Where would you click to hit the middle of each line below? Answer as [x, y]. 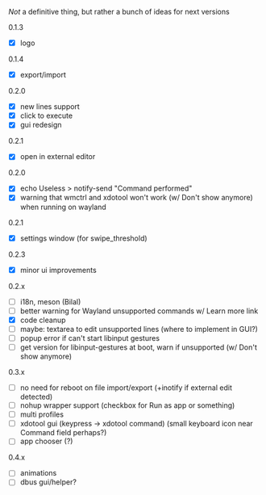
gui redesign [41, 125]
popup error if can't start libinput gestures [89, 338]
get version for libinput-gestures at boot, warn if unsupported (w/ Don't [139, 347]
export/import [43, 75]
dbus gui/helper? [48, 482]
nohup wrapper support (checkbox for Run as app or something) [127, 405]
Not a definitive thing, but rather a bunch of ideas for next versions [119, 12]
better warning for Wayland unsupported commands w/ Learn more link [139, 311]
